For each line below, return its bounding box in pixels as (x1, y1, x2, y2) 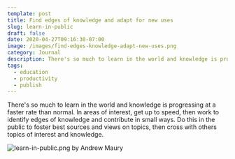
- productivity (13, 75, 58, 82)
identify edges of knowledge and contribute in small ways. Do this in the (7, 116, 215, 124)
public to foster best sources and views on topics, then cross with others (7, 123, 217, 131)
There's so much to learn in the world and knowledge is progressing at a (7, 100, 216, 109)
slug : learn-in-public (7, 23, 73, 30)
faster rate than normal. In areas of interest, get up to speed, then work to (7, 108, 219, 116)
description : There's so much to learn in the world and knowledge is (7, 56, 218, 63)
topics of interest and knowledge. (7, 130, 104, 139)
